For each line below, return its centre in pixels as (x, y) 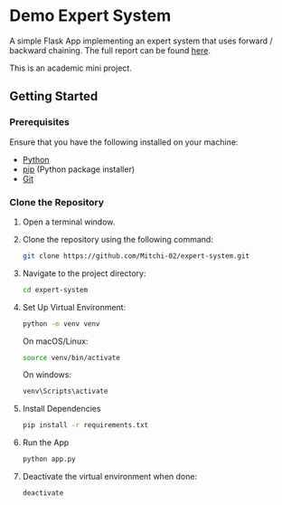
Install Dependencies (61, 409)
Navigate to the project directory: (84, 273)
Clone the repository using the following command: (118, 239)
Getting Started (54, 96)
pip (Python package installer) (79, 169)
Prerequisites (39, 122)
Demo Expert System (90, 16)
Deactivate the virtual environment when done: (109, 477)
